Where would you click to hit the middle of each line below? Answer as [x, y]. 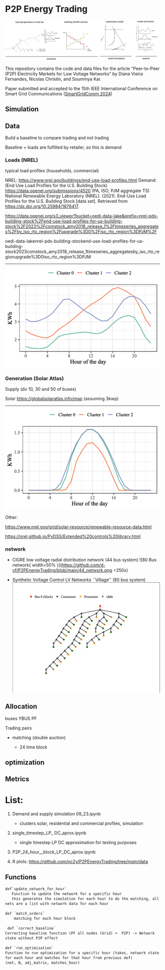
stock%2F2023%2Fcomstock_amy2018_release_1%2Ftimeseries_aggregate [82, 226]
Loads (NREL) [22, 160]
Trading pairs [18, 728]
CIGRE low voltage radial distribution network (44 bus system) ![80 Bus [84, 560]
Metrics [17, 779]
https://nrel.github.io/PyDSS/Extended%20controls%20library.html [73, 536]
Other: [12, 517]
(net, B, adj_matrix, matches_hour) [42, 963]
